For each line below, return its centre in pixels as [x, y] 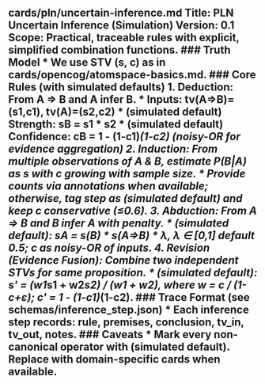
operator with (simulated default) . [145, 347]
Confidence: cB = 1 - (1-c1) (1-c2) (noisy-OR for [125, 137]
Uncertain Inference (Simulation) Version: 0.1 [121, 26]
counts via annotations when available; [108, 186]
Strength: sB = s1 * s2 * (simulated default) [116, 125]
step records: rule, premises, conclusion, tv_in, [126, 323]
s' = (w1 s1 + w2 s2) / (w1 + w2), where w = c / [120, 285]
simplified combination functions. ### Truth [119, 50]
